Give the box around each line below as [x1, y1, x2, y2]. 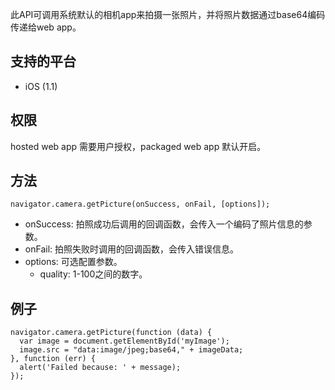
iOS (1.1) [24, 80, 58, 92]
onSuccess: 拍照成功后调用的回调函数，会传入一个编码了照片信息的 [24, 218, 304, 230]
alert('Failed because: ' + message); [19, 363, 182, 373]
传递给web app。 [10, 21, 82, 33]
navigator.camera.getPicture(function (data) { [10, 328, 213, 338]
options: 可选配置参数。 [24, 256, 123, 268]
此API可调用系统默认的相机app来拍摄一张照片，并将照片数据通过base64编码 [10, 9, 326, 20]
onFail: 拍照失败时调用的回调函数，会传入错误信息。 [24, 243, 239, 255]
